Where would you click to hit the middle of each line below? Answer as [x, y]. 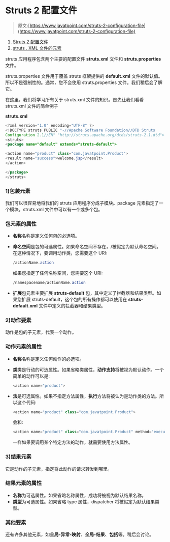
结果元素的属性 [24, 483]
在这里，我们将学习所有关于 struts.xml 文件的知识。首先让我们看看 [75, 99]
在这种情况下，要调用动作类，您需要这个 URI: [60, 253]
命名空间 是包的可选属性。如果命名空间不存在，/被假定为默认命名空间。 [87, 247]
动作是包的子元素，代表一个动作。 [41, 332]
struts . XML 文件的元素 [37, 48]
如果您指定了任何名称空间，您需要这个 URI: [58, 273]
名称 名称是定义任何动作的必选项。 [48, 359]
